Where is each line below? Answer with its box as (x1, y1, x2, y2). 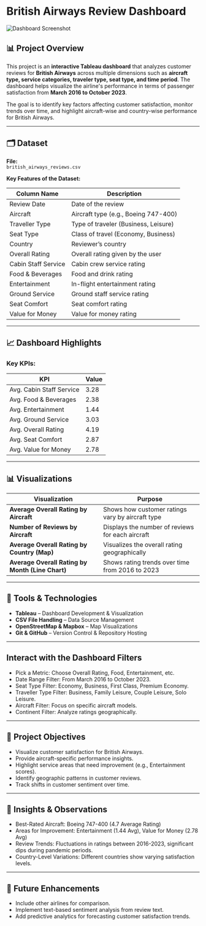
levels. (15, 860, 32, 867)
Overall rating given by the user (71, 249, 162, 258)
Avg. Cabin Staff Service (9, 385, 80, 394)
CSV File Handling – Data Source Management (15, 616, 134, 623)
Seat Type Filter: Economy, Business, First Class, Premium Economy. (15, 682, 189, 689)
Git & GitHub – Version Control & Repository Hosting (15, 629, 147, 637)
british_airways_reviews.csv (6, 164, 81, 170)
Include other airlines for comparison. (15, 900, 110, 907)
